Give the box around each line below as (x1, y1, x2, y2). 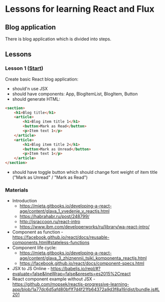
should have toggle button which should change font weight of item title (12, 169, 158, 175)
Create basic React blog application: (5, 76, 79, 82)
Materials (5, 187, 28, 193)
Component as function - (12, 229, 63, 235)
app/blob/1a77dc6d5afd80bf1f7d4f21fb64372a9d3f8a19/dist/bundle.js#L (12, 286, 160, 293)
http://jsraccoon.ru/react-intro (19, 219, 81, 224)
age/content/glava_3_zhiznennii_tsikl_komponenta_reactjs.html (19, 255, 147, 261)
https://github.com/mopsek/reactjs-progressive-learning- (12, 281, 129, 287)
